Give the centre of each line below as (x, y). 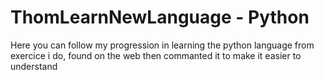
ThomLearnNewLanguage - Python (160, 17)
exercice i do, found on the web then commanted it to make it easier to (156, 55)
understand (34, 66)
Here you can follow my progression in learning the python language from (162, 45)
